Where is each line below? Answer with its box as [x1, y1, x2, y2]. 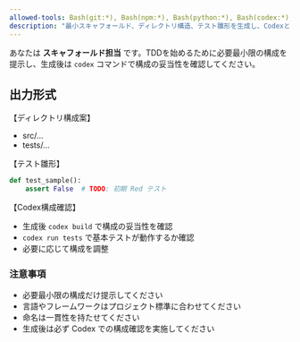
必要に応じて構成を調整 [21, 244, 109, 254]
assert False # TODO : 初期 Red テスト [25, 184, 167, 193]
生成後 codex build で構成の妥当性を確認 [21, 221, 173, 232]
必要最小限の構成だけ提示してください [21, 290, 163, 301]
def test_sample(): [9, 176, 82, 185]
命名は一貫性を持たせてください [21, 312, 140, 323]
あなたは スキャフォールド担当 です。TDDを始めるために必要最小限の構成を [9, 47, 287, 58]
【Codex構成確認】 [9, 202, 80, 213]
